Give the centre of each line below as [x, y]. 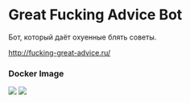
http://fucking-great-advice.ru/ [60, 52]
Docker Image [36, 73]
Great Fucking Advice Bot [95, 15]
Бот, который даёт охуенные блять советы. [83, 37]
